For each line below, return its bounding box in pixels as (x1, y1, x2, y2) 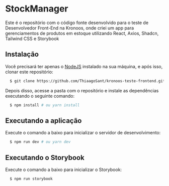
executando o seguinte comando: (5, 93, 75, 99)
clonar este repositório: (5, 69, 54, 75)
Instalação (5, 50, 39, 59)
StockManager (5, 3, 69, 15)
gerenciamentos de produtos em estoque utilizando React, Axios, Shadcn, (5, 30, 159, 36)
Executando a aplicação (5, 116, 82, 125)
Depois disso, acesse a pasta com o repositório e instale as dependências (5, 87, 159, 93)
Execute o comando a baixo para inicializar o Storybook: (5, 166, 122, 172)
